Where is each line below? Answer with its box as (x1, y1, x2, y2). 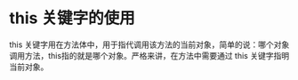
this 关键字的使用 (9, 8, 135, 28)
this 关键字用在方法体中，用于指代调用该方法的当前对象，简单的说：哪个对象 (9, 39, 290, 50)
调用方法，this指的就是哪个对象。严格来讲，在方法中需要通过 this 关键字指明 (9, 50, 290, 60)
